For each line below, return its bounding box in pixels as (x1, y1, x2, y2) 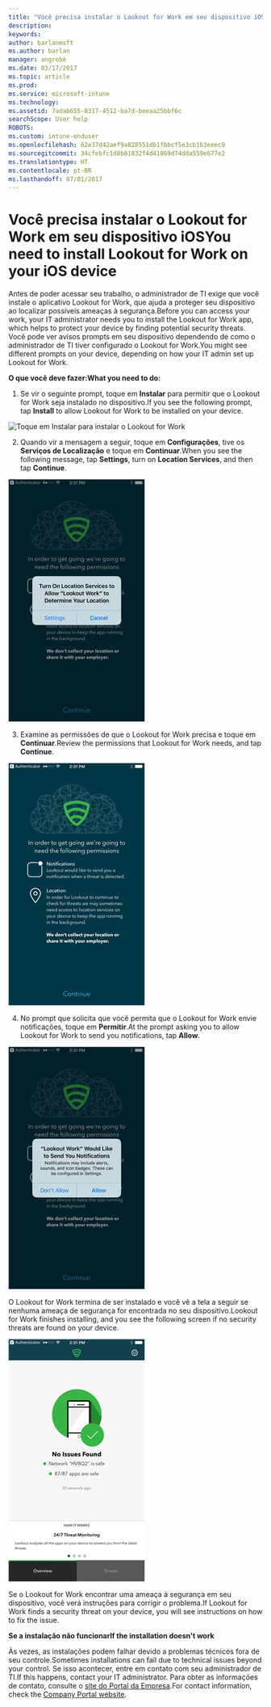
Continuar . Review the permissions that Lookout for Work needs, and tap (19, 738, 262, 748)
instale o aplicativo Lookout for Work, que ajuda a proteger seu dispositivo (8, 297, 256, 307)
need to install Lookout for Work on (8, 245, 248, 263)
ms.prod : (8, 81, 38, 89)
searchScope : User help (8, 116, 89, 124)
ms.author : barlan (8, 47, 70, 56)
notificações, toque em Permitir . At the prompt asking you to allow (19, 1022, 240, 1032)
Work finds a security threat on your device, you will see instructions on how (8, 1607, 263, 1617)
